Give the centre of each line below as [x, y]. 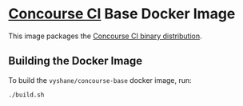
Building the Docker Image [76, 61]
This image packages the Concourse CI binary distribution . [105, 36]
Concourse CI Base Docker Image [122, 14]
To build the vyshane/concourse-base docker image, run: [100, 80]
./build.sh [26, 95]
